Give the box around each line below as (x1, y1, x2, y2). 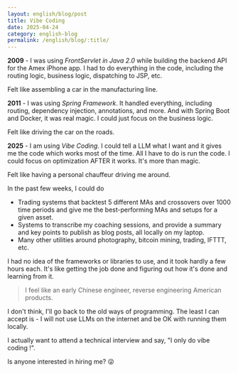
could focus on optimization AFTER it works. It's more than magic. (7, 157, 200, 166)
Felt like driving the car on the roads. (7, 128, 115, 136)
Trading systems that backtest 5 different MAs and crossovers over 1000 (17, 198, 231, 207)
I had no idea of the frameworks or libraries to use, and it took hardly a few (7, 257, 226, 266)
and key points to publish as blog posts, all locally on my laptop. (17, 228, 205, 237)
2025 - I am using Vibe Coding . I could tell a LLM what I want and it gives (7, 141, 222, 150)
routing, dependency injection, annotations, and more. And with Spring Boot (7, 107, 230, 115)
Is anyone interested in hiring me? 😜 (7, 357, 115, 366)
